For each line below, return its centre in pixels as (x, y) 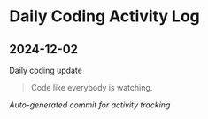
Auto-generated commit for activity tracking (90, 105)
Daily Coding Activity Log (105, 16)
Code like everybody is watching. (92, 87)
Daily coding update (46, 70)
